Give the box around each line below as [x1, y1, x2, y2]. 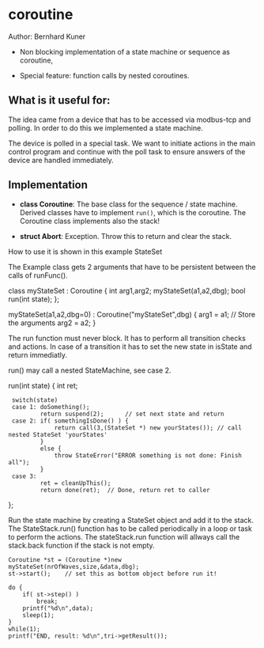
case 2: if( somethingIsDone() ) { [11, 417, 129, 425]
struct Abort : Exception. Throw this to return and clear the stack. [19, 231, 232, 241]
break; [36, 597, 58, 605]
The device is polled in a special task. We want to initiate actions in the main [8, 138, 255, 148]
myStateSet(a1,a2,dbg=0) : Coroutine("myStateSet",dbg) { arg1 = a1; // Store [8, 309, 255, 319]
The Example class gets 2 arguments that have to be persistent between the [8, 262, 257, 271]
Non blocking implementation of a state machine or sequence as [19, 47, 231, 56]
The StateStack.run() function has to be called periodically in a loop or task [8, 524, 253, 533]
